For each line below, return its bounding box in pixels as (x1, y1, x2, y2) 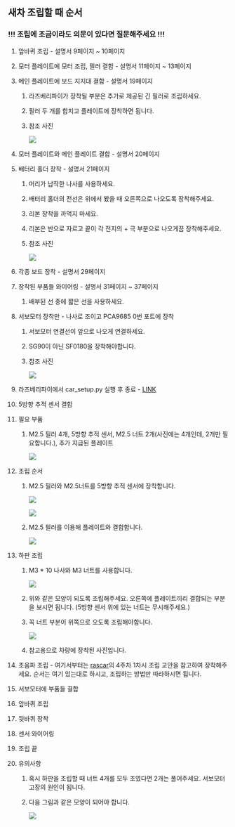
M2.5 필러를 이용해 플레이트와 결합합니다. (28, 523, 143, 531)
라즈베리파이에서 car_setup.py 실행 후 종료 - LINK (18, 385, 156, 393)
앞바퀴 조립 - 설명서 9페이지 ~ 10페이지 (18, 46, 126, 55)
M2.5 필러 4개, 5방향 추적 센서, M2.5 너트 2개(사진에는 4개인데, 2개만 (28, 429, 221, 438)
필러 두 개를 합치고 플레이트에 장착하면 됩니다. (28, 106, 154, 115)
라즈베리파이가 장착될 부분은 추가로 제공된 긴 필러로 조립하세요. (28, 91, 201, 100)
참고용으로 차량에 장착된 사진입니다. (28, 646, 127, 654)
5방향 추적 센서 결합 (18, 400, 73, 408)
